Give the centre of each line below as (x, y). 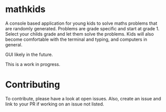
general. (14, 44)
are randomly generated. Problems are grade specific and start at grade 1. (82, 28)
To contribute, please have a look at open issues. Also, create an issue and (83, 98)
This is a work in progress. (33, 64)
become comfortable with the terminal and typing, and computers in (76, 39)
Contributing (33, 85)
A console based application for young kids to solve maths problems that (81, 23)
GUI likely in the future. (29, 54)
